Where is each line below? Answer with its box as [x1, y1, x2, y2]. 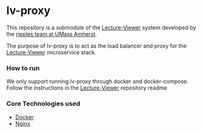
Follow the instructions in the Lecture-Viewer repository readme [6, 84, 167, 92]
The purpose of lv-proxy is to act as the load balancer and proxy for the [6, 42, 187, 49]
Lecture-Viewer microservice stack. [6, 48, 97, 56]
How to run [6, 63, 40, 72]
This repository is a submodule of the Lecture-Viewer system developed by [6, 24, 196, 31]
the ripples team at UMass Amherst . [6, 30, 97, 37]
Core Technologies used [6, 99, 81, 108]
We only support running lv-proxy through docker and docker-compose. [6, 77, 189, 85]
